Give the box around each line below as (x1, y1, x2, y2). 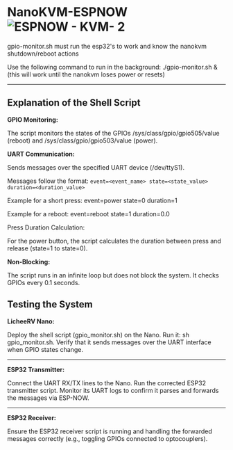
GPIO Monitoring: (7, 115, 59, 124)
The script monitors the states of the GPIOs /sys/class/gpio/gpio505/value (7, 129, 220, 137)
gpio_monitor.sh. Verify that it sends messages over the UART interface (7, 338, 212, 346)
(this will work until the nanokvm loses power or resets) (7, 70, 165, 79)
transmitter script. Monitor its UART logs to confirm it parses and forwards (7, 386, 219, 394)
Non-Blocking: (7, 257, 51, 266)
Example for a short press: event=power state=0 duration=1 (7, 196, 178, 204)
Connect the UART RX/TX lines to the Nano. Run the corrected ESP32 (7, 378, 207, 387)
